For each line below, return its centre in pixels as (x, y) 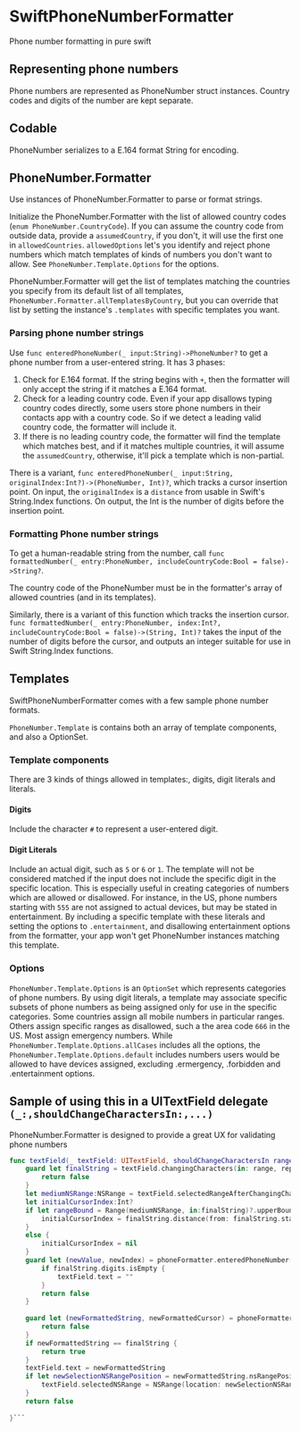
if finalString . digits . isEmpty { (104, 1268)
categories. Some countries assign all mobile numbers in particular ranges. (147, 1017)
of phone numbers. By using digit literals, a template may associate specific (148, 997)
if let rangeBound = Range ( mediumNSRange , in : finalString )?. (142, 1210)
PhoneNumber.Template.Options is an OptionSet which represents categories (148, 988)
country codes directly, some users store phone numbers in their (142, 407)
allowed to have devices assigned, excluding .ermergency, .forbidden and (145, 1064)
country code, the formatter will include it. (99, 427)
